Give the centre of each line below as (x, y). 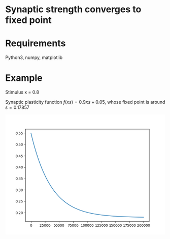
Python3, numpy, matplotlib (34, 57)
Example (24, 78)
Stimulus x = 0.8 (22, 92)
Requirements (36, 43)
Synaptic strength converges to (73, 9)
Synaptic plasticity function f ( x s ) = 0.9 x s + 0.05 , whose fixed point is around (85, 102)
